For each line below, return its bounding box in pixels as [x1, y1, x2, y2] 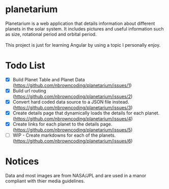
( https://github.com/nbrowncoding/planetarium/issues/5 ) [12, 127, 133, 133]
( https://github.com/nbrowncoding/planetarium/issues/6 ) [12, 138, 133, 144]
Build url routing [12, 87, 47, 93]
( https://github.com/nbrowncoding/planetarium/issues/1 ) [12, 82, 132, 88]
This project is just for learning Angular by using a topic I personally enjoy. [5, 42, 161, 48]
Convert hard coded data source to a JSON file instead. [12, 99, 129, 105]
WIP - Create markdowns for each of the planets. [12, 132, 116, 138]
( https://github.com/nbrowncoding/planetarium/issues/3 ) [12, 105, 133, 111]
